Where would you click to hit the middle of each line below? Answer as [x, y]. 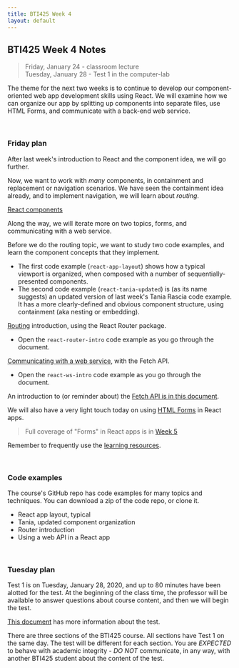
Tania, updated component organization [76, 522]
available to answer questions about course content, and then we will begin [118, 600]
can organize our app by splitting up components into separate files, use [114, 104]
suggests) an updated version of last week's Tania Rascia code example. [124, 296]
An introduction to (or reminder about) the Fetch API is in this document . [113, 396]
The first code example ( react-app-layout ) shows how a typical [111, 266]
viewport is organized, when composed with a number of [102, 274]
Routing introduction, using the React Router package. [87, 325]
